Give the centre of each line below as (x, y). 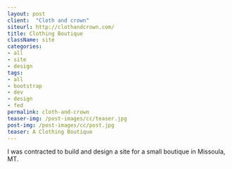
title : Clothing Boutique (45, 33)
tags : (15, 73)
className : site (31, 40)
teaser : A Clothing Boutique (50, 132)
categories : (25, 46)
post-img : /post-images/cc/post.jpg (61, 125)
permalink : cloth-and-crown (49, 112)
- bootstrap (25, 86)
